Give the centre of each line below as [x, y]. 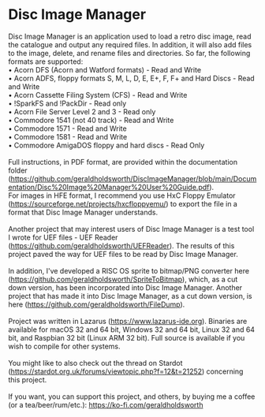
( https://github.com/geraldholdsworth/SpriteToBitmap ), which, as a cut [123, 279]
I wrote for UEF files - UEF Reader [63, 237]
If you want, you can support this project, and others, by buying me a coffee [132, 397]
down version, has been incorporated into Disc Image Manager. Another [125, 287]
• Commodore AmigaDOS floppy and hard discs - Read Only [106, 145]
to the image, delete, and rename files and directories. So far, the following [129, 53]
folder [18, 170]
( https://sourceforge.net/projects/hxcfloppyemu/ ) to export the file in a [123, 203]
